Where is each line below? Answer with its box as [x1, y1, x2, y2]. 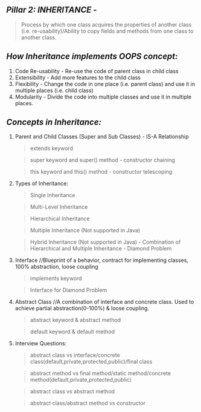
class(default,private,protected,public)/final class [30, 358, 153, 365]
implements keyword [30, 275, 83, 282]
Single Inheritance [30, 192, 75, 199]
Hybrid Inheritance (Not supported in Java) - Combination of [30, 238, 181, 246]
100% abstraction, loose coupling [14, 263, 98, 270]
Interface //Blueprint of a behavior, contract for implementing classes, [14, 257, 189, 264]
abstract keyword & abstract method [30, 316, 121, 324]
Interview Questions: [14, 340, 67, 347]
